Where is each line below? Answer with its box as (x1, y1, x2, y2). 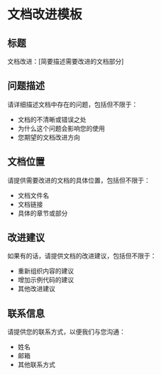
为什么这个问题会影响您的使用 (17, 124, 105, 132)
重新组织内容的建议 (17, 267, 74, 276)
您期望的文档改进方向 (17, 133, 80, 141)
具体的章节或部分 (17, 209, 68, 217)
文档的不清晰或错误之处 (17, 115, 87, 124)
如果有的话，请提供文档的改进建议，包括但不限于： (7, 251, 157, 260)
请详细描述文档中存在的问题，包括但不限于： (7, 100, 138, 109)
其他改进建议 (17, 285, 55, 293)
